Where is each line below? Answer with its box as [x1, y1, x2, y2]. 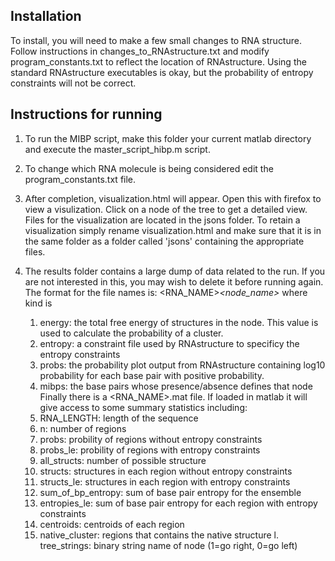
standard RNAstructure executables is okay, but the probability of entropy [10, 66, 314, 78]
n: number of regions [39, 422, 127, 434]
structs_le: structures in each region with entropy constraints [39, 475, 291, 488]
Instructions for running [10, 106, 163, 123]
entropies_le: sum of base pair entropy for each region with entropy [39, 497, 318, 509]
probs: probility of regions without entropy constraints [39, 433, 263, 445]
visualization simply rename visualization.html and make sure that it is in [24, 224, 322, 236]
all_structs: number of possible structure [39, 454, 207, 466]
